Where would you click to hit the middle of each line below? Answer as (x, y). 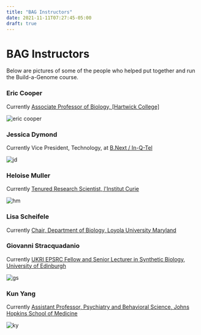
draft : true (21, 23)
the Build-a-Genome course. (42, 77)
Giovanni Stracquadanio (43, 246)
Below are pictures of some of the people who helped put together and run (101, 71)
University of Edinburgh (36, 266)
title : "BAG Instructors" (39, 12)
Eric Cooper (25, 93)
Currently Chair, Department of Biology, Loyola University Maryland (91, 230)
